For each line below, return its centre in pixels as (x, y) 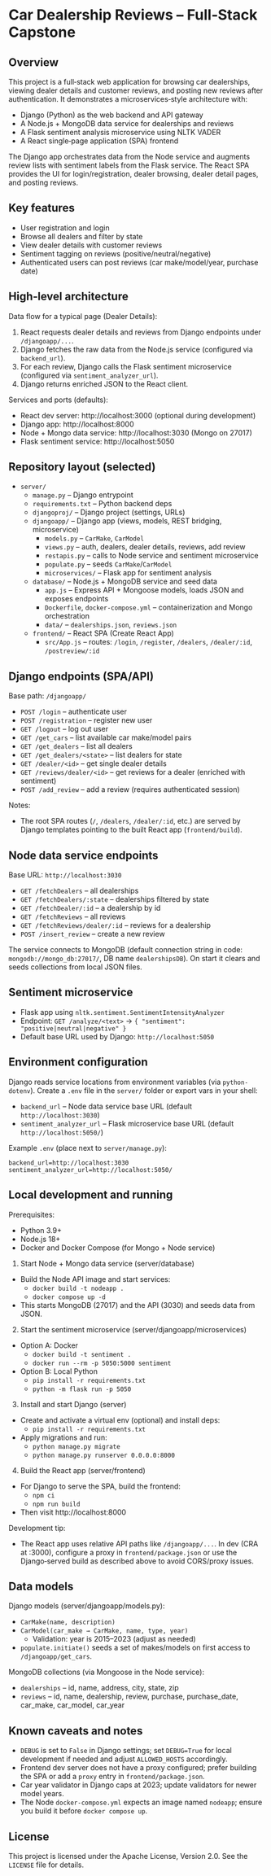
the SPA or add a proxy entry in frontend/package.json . (112, 1777)
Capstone (42, 32)
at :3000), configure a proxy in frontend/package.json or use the (129, 1552)
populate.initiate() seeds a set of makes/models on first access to (135, 1648)
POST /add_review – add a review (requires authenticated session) (130, 789)
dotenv (20, 1091)
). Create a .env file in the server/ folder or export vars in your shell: (144, 1090)
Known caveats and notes (76, 1731)
